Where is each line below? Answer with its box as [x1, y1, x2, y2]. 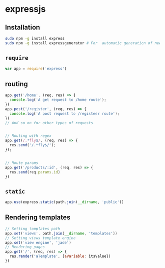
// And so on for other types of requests [5, 120, 93, 125]
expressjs [5, 3, 46, 15]
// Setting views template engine [5, 235, 76, 240]
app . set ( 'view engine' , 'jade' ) [5, 240, 71, 245]
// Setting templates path [5, 226, 60, 231]
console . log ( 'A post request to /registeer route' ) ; [9, 111, 120, 116]
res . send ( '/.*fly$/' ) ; [9, 143, 56, 148]
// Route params [5, 160, 38, 166]
